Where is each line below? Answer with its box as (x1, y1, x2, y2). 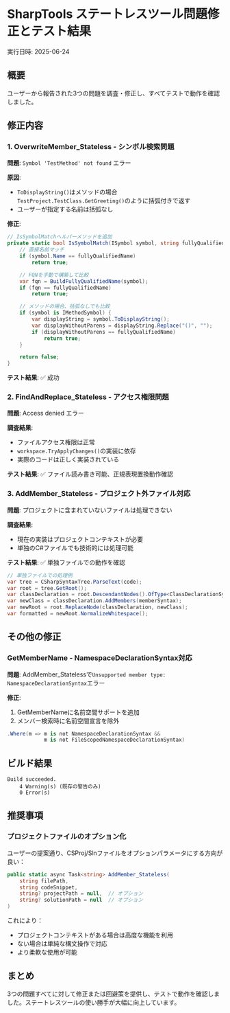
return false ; (19, 354, 60, 361)
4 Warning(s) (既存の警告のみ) (19, 784, 101, 790)
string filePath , (19, 877, 69, 885)
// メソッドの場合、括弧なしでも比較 (19, 303, 111, 310)
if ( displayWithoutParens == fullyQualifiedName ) (31, 328, 176, 335)
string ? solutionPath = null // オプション (19, 897, 144, 904)
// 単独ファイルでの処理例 (7, 571, 73, 579)
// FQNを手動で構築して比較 (19, 271, 89, 278)
